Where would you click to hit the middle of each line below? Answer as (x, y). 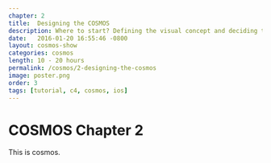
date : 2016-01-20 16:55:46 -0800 (68, 38)
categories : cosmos (41, 53)
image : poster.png (39, 75)
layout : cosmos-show (43, 46)
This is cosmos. (34, 153)
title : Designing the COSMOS (59, 23)
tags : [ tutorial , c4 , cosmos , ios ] (68, 90)
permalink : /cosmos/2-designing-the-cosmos (83, 68)
